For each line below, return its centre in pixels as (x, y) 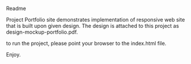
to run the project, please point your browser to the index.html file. (86, 43)
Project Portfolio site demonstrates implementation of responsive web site (95, 19)
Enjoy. (14, 54)
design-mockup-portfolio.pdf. (42, 32)
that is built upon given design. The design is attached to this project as (93, 26)
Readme (16, 8)
